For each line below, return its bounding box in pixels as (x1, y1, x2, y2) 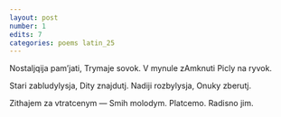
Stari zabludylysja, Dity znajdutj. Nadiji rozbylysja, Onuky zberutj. (9, 80, 252, 91)
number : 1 (9, 22, 47, 31)
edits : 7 (9, 30, 42, 39)
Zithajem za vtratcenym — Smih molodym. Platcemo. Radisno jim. (9, 98, 254, 109)
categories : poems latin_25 (9, 38, 116, 48)
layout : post (9, 13, 59, 22)
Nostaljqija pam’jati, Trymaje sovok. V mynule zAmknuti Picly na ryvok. (9, 63, 273, 74)
